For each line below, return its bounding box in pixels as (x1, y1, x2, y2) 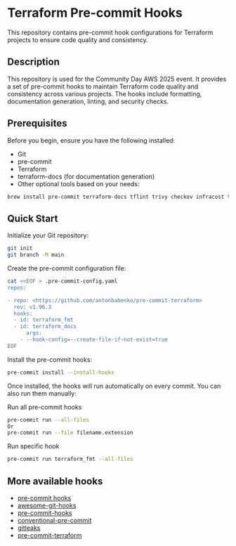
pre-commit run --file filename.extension (7, 429, 133, 436)
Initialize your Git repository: (7, 231, 89, 240)
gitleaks (17, 524, 41, 532)
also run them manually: (7, 389, 77, 398)
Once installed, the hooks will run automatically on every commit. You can (7, 382, 221, 390)
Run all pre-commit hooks (7, 403, 82, 411)
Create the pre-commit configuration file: (7, 264, 126, 272)
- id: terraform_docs (13, 323, 77, 330)
